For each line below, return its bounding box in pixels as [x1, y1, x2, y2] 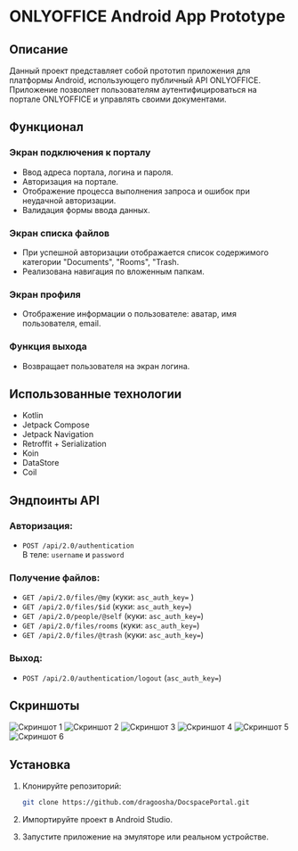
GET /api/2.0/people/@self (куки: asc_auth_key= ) [21, 611, 205, 622]
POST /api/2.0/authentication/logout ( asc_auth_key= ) [21, 672, 222, 683]
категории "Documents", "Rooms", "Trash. [21, 256, 180, 267]
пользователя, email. [21, 318, 101, 329]
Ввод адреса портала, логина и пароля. [21, 167, 173, 178]
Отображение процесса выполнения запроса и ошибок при [21, 186, 251, 196]
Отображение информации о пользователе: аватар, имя [21, 309, 238, 319]
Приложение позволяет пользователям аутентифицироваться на [9, 85, 258, 95]
